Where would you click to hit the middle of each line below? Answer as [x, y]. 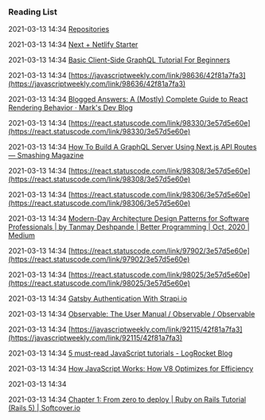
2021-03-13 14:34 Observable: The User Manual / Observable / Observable [132, 314]
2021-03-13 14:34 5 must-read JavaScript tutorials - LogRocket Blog [121, 353]
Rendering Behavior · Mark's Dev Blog [71, 108]
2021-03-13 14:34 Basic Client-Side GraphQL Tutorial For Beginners [119, 60]
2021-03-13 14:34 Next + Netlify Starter [73, 45]
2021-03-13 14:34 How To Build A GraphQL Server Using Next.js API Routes [132, 147]
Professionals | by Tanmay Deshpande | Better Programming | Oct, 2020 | [129, 227]
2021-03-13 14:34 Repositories [59, 29]
